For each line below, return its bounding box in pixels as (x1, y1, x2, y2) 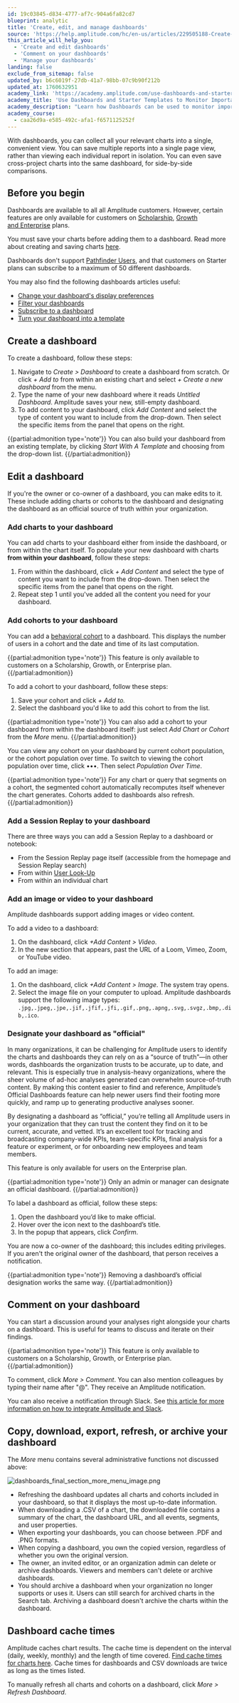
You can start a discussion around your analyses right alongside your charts (7, 1317, 230, 1326)
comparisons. (7, 166, 48, 175)
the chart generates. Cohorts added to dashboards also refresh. (7, 790, 195, 799)
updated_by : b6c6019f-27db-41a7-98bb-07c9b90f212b (7, 76, 161, 84)
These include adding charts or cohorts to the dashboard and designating (7, 497, 224, 506)
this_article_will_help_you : (7, 37, 94, 44)
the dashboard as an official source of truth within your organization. (7, 504, 208, 513)
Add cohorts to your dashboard (7, 615, 118, 625)
